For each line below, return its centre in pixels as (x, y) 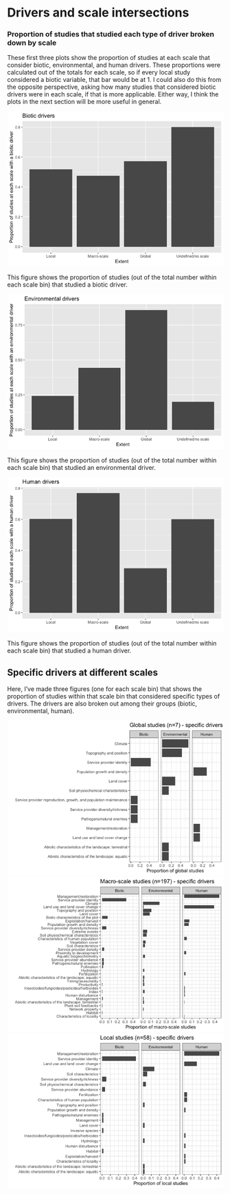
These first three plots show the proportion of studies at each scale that (109, 58)
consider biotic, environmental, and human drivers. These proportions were (114, 65)
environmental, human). (41, 711)
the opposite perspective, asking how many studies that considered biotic (112, 87)
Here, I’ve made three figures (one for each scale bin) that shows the (105, 689)
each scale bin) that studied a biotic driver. (68, 285)
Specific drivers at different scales (83, 672)
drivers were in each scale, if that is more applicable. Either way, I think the (113, 94)
